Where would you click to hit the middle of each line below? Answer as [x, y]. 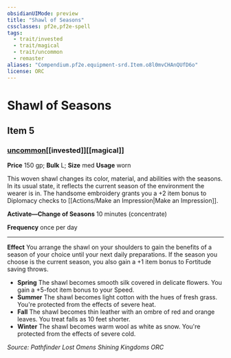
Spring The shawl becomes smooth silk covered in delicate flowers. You [119, 283]
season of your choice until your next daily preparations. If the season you [112, 255]
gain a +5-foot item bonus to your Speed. [76, 290]
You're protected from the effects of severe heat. [86, 305]
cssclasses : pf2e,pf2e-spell [49, 26]
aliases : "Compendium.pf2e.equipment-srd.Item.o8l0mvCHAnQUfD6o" [102, 65]
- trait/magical [36, 46]
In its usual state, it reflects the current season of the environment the [106, 186]
